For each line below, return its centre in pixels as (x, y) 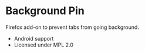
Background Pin (45, 11)
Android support (34, 38)
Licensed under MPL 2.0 (44, 45)
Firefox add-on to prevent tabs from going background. (72, 27)
